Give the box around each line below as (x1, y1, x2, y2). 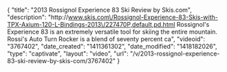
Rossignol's (176, 21, 210, 28)
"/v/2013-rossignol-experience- (129, 49, 220, 58)
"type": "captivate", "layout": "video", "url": (7, 49, 129, 58)
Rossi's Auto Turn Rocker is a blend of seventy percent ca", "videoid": (7, 35, 205, 43)
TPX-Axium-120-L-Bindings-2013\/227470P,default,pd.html (7, 21, 175, 28)
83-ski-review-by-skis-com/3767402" (7, 57, 116, 64)
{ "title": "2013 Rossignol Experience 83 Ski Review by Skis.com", (7, 6, 193, 14)
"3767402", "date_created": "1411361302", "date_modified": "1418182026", (7, 43, 218, 50)
